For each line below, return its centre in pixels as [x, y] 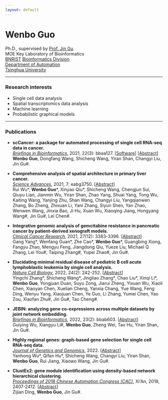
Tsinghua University [26, 69]
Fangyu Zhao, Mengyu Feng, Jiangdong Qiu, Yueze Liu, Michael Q [80, 247]
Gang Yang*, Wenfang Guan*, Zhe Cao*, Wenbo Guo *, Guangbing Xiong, [87, 242]
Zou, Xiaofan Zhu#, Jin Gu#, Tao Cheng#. [55, 299]
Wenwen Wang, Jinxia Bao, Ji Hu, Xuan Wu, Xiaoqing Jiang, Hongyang [85, 211]
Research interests [29, 87]
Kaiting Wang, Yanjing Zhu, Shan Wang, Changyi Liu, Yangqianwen [81, 200]
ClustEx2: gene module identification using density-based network [84, 371]
